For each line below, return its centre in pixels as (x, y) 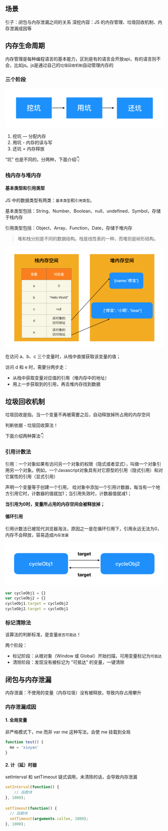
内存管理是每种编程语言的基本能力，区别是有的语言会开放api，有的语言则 (81, 59)
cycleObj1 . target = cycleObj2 (37, 604)
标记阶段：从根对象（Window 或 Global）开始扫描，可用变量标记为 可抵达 (87, 656)
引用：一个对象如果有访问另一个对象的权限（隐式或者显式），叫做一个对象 (81, 464)
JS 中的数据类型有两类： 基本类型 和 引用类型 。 (50, 201)
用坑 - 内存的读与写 (32, 142)
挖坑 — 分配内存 (29, 136)
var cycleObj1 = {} (26, 593)
